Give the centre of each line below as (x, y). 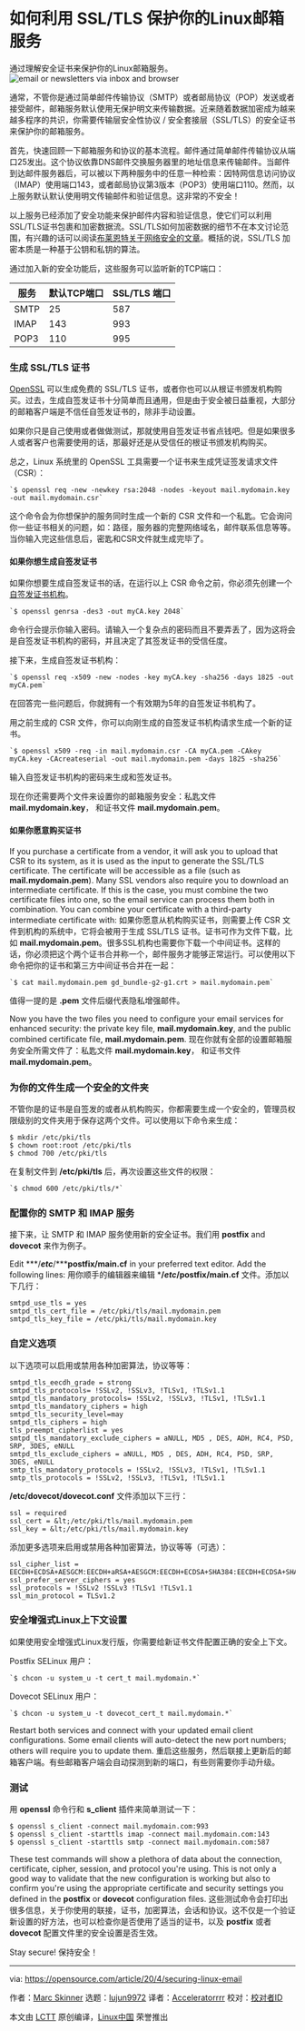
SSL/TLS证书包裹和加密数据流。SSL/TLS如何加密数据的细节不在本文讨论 (145, 226)
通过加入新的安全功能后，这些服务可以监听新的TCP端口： (117, 268)
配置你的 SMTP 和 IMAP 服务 (72, 1213)
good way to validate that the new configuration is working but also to (140, 1878)
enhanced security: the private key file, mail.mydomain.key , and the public (151, 1028)
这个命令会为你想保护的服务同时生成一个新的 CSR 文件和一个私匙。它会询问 (151, 516)
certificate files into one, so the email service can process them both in (142, 899)
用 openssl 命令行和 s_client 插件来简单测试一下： (104, 1809)
